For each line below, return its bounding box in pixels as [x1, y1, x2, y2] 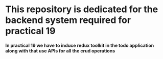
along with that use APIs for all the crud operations [5, 47, 115, 54]
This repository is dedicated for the [5, 4, 158, 15]
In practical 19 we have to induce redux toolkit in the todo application [5, 42, 154, 48]
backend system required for [5, 14, 131, 26]
